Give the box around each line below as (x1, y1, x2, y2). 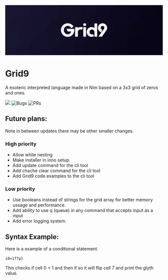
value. (5, 270, 18, 276)
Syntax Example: (5, 232, 59, 241)
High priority (5, 140, 36, 147)
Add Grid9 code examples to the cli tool (12, 173, 94, 179)
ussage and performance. (12, 202, 66, 208)
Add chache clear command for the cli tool (12, 167, 101, 173)
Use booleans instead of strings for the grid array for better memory (12, 197, 153, 203)
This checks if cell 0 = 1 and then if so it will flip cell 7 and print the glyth (5, 265, 153, 271)
